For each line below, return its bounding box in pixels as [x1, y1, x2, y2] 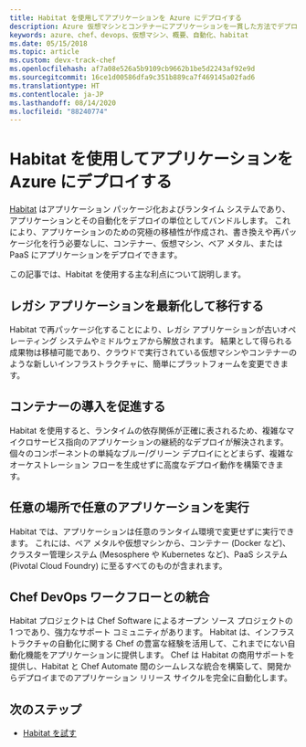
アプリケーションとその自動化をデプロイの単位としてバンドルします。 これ [9, 216, 291, 226]
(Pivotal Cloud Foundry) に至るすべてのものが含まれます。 [9, 560, 227, 571]
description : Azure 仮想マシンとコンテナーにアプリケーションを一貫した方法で [9, 22, 278, 31]
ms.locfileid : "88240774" [9, 107, 108, 116]
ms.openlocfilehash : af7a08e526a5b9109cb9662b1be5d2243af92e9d [9, 65, 256, 74]
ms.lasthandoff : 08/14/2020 [9, 98, 117, 108]
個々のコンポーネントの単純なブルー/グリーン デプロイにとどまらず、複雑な [9, 447, 294, 458]
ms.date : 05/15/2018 [9, 38, 89, 48]
